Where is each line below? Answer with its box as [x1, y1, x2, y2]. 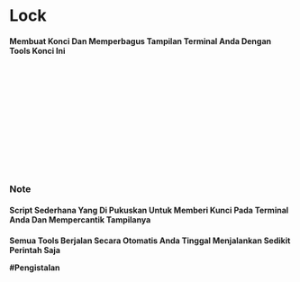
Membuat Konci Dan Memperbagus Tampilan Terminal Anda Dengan [9, 35, 272, 46]
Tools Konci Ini [9, 45, 66, 56]
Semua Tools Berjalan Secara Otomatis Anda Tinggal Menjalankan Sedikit [9, 235, 291, 246]
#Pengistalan [9, 262, 60, 273]
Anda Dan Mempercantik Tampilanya [9, 214, 151, 225]
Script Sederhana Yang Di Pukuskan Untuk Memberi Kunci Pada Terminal [9, 205, 289, 216]
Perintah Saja [9, 244, 61, 255]
